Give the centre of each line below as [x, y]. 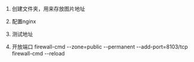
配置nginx [24, 21]
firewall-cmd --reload [38, 53]
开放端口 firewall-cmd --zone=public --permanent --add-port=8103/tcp [100, 47]
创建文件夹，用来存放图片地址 [48, 9]
